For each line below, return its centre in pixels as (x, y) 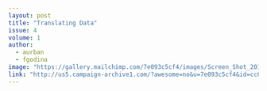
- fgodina (31, 60)
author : (21, 45)
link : (17, 74)
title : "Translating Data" (53, 23)
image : (19, 67)
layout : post (30, 15)
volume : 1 (25, 38)
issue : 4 (23, 30)
